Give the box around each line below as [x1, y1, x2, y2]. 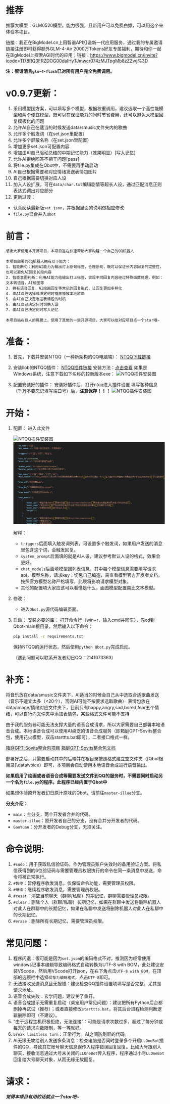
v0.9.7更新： [6, 88, 60, 99]
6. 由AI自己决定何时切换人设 [6, 302, 59, 307]
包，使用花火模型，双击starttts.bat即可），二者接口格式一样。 [6, 734, 133, 740]
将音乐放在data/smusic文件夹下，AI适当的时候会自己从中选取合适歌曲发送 [6, 692, 159, 698]
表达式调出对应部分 [13, 188, 53, 194]
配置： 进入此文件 [13, 425, 50, 431]
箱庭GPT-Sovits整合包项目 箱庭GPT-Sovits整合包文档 [6, 745, 116, 751]
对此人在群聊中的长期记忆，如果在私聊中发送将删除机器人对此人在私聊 [13, 905, 159, 911]
